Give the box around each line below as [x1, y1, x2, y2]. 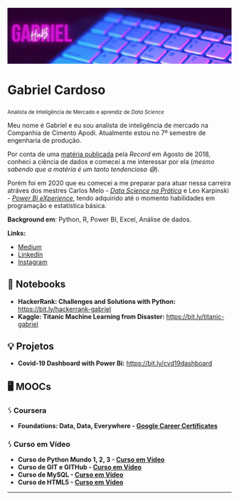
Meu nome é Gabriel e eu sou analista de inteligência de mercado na [7, 121, 208, 129]
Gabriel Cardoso [7, 82, 106, 98]
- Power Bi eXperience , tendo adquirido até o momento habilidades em [7, 193, 216, 202]
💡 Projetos [7, 340, 55, 352]
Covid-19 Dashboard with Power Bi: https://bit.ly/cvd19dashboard [17, 359, 213, 368]
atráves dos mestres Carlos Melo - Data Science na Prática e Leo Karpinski [7, 186, 229, 195]
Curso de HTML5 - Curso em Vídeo [17, 478, 124, 487]
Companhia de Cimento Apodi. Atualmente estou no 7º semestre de [7, 129, 206, 137]
